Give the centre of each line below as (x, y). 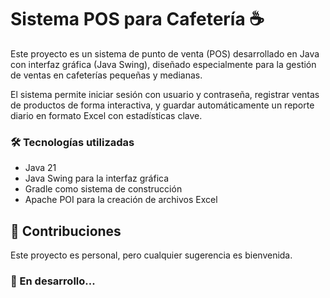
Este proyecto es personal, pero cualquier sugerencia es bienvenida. (151, 255)
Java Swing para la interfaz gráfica (97, 178)
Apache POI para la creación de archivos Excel (121, 200)
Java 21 (40, 168)
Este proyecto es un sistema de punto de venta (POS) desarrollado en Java (165, 53)
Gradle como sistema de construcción (103, 189)
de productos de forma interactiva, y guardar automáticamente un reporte (162, 105)
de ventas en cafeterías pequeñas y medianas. (106, 75)
